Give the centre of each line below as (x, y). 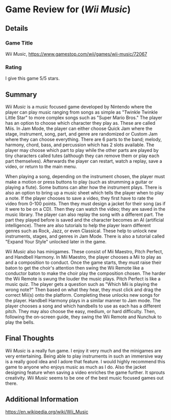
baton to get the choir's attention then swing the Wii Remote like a (75, 268)
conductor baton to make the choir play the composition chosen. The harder (86, 273)
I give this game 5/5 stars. (32, 78)
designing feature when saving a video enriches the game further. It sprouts (85, 372)
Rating (14, 67)
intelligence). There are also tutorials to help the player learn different (78, 225)
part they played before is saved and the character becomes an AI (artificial (85, 220)
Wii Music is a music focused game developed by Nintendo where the (79, 106)
